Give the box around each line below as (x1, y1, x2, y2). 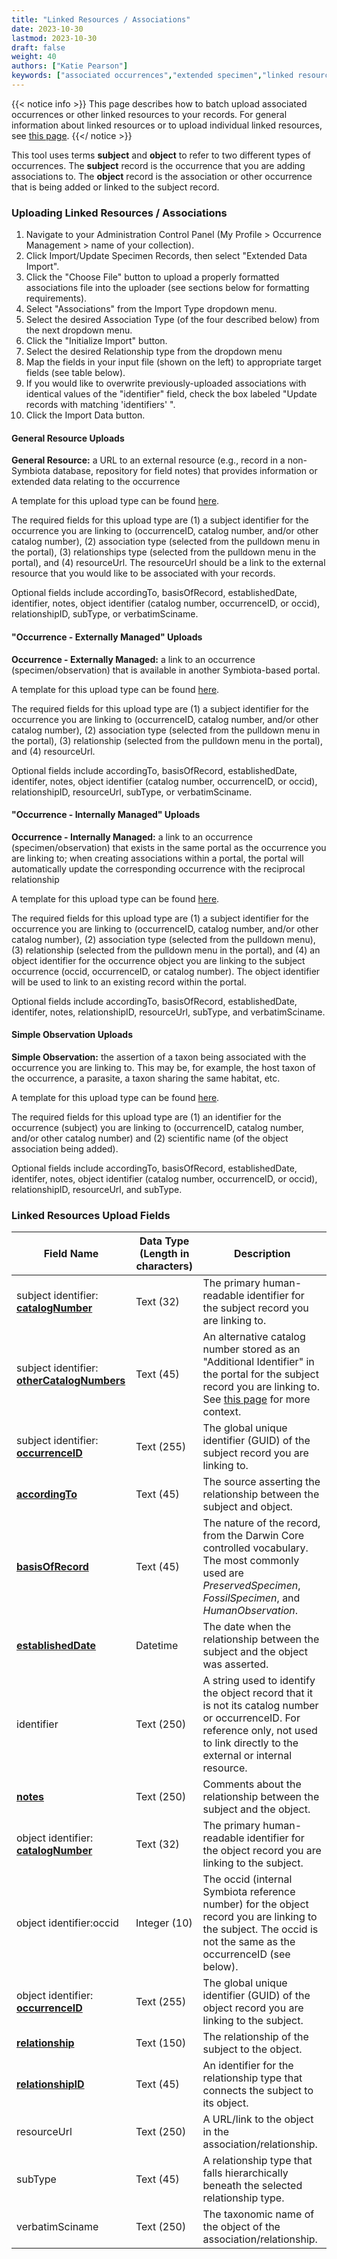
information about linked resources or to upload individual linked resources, (11, 119, 323, 131)
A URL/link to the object (202, 2112, 314, 2126)
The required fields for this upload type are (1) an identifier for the (11, 1111, 282, 1123)
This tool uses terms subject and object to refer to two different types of (11, 149, 311, 161)
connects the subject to (202, 2084, 314, 2098)
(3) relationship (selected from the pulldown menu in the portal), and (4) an (11, 944, 321, 956)
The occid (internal (202, 1872, 293, 1886)
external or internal (202, 1749, 293, 1763)
